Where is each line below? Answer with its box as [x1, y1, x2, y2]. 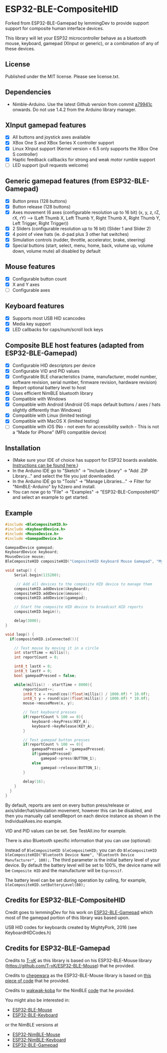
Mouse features [5, 262, 56, 271]
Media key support [12, 321, 51, 327]
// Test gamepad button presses [23, 737, 90, 743]
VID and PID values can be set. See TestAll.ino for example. [5, 828, 127, 834]
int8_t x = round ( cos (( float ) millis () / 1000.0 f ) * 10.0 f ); [23, 691, 150, 697]
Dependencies [5, 88, 51, 96]
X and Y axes [12, 281, 40, 287]
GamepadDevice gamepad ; [5, 545, 55, 550]
